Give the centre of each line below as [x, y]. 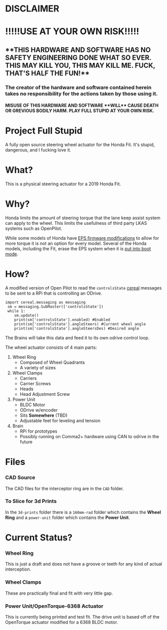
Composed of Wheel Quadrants [52, 362]
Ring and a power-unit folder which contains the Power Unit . [68, 517]
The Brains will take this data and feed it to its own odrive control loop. [77, 338]
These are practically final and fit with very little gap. [59, 593]
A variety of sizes [38, 368]
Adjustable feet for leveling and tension [60, 421]
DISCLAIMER [32, 9]
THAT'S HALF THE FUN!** [47, 73]
